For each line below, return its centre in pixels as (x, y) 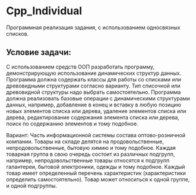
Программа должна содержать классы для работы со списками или (94, 79)
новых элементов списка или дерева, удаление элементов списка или (96, 111)
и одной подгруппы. (32, 185)
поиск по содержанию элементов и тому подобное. (72, 124)
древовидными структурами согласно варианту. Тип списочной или (94, 86)
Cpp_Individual (44, 11)
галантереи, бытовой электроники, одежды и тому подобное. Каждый (96, 166)
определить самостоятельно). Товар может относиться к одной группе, (98, 179)
